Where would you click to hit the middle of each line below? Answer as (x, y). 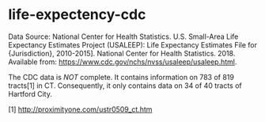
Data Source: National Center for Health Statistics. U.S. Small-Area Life (123, 36)
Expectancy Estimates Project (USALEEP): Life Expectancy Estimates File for (133, 44)
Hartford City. (30, 93)
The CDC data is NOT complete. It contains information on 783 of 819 (121, 77)
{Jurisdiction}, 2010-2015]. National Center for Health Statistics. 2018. (122, 53)
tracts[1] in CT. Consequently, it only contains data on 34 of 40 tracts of (125, 86)
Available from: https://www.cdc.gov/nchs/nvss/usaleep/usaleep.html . (123, 62)
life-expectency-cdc (77, 15)
